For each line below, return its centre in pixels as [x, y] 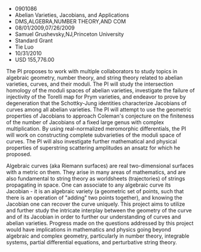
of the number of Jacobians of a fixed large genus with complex [85, 122]
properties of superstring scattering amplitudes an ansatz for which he [93, 148]
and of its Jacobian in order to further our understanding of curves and [94, 217]
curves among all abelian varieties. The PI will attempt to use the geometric [99, 109]
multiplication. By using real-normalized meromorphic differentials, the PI [96, 129]
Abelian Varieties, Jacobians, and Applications [72, 15]
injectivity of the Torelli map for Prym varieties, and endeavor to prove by [96, 97]
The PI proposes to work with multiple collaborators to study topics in [92, 71]
